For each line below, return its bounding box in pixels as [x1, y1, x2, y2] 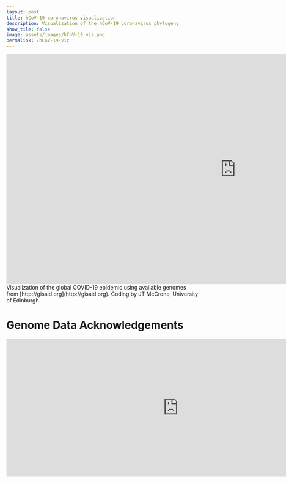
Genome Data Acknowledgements [6, 318, 184, 332]
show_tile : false [6, 26, 51, 32]
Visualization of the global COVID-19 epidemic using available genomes [6, 284, 186, 291]
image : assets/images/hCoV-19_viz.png [6, 32, 105, 38]
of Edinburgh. [6, 297, 41, 304]
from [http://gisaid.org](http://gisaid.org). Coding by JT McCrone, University [6, 290, 199, 298]
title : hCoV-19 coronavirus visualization [6, 15, 116, 21]
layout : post [6, 9, 40, 15]
